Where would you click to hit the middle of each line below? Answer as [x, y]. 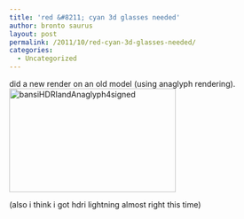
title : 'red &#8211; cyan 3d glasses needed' [94, 17]
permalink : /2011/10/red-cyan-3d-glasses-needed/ [103, 42]
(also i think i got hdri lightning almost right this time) [105, 204]
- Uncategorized [47, 59]
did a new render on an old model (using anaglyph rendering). [122, 84]
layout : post [33, 34]
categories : [31, 51]
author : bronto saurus [51, 26]
